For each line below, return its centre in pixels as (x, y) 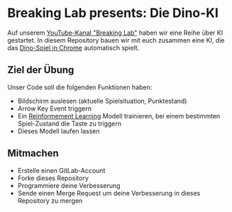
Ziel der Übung (41, 70)
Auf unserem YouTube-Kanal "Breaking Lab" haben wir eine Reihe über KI (115, 33)
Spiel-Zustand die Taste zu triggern (70, 123)
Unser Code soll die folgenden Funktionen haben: (80, 87)
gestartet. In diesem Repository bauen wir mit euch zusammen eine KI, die (116, 40)
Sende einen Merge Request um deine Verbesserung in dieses (109, 193)
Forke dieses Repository (53, 178)
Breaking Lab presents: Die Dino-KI (113, 13)
